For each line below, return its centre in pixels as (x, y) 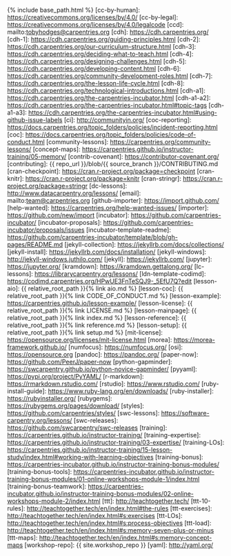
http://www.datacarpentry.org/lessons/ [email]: (74, 193)
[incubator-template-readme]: (128, 230)
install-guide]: (27, 391)
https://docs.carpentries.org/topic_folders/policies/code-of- (111, 135)
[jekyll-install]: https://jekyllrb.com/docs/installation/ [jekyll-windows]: (107, 252)
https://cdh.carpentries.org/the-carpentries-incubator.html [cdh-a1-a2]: (109, 98)
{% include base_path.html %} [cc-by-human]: (73, 10)
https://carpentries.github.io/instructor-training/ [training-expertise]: (104, 435)
